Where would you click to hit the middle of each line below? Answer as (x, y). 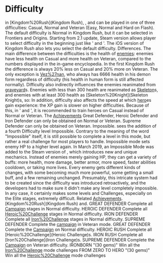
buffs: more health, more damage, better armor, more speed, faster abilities (81, 162)
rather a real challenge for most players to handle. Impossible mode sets (77, 141)
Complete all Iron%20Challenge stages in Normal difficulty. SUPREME (75, 219)
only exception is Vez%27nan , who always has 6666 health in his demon (78, 74)
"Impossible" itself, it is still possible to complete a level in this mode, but (78, 136)
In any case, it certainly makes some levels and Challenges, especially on (79, 193)
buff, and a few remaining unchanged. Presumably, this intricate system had (81, 178)
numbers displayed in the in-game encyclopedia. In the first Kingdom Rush (80, 64)
